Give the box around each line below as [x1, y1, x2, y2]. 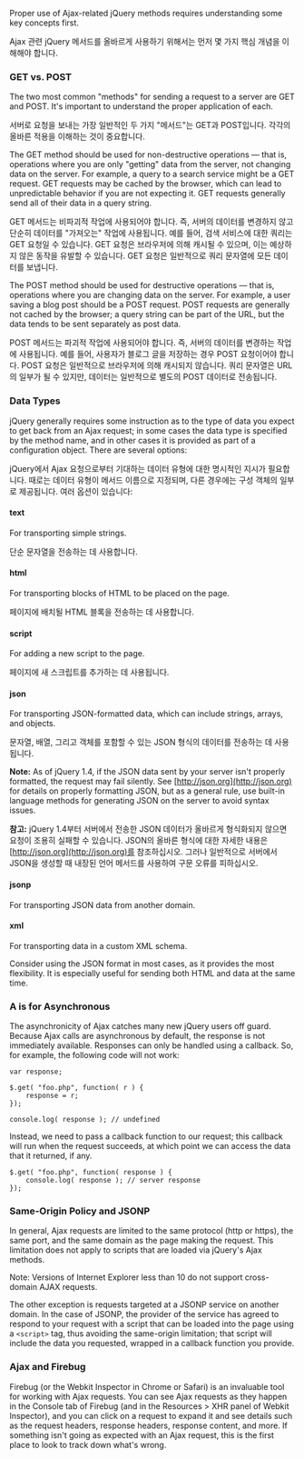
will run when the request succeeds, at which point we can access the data [9, 1141, 291, 1152]
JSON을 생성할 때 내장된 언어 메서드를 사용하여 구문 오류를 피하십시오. [9, 858, 259, 869]
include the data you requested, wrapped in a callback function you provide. [9, 1338, 295, 1349]
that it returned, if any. [9, 1150, 93, 1162]
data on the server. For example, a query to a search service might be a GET [9, 168, 295, 180]
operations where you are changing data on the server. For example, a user [9, 290, 291, 301]
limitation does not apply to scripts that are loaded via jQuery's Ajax [9, 1244, 263, 1255]
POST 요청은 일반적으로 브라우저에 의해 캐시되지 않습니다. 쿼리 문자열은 [21, 360, 275, 371]
